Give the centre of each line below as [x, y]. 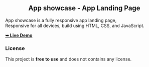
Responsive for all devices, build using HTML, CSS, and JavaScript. [75, 25]
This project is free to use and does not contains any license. [68, 59]
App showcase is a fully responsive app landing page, [61, 20]
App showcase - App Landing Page [84, 8]
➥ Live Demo [19, 35]
